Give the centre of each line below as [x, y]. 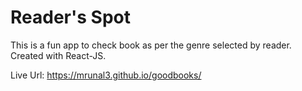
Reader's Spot [70, 17]
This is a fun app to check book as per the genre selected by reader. [151, 45]
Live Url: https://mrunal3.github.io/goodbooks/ [106, 75]
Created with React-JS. [58, 55]
